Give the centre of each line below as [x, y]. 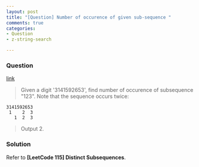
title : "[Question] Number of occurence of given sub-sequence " [89, 17]
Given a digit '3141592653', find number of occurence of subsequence [107, 90]
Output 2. [32, 129]
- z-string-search [29, 39]
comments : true [25, 23]
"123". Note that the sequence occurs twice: [75, 97]
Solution [19, 144]
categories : [21, 28]
